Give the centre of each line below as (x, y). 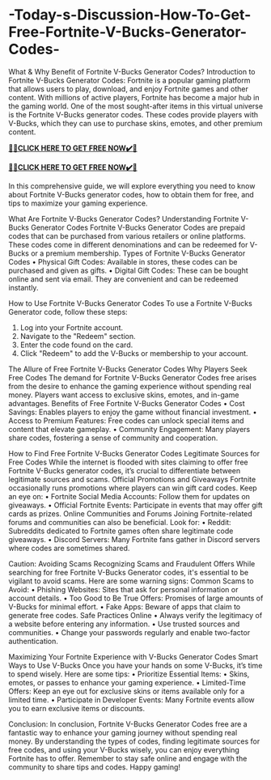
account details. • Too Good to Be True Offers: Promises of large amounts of (136, 598)
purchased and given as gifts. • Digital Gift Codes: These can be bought (128, 270)
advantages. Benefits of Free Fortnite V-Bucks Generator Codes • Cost (127, 403)
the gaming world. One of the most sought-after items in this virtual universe (136, 106)
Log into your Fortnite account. (72, 327)
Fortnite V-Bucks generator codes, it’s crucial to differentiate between (125, 470)
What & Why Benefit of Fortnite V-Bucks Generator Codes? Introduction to (132, 71)
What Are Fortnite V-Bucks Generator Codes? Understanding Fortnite (124, 218)
